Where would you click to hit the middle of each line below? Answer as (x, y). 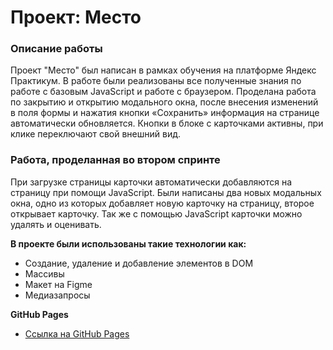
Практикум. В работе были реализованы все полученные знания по (156, 81)
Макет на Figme (58, 284)
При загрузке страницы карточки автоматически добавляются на (151, 182)
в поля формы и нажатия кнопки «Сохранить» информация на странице (165, 113)
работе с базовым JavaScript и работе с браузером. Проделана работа (163, 92)
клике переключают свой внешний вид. (96, 134)
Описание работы (56, 49)
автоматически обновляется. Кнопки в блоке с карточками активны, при (167, 123)
